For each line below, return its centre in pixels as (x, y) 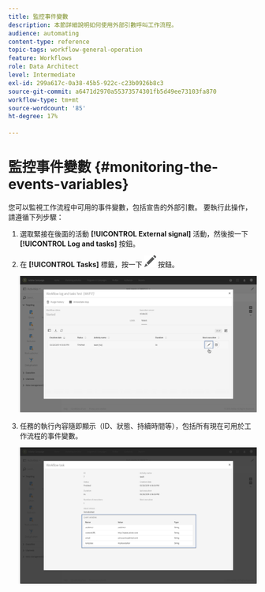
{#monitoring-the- (156, 168)
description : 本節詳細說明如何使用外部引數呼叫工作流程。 (93, 25)
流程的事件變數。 (54, 436)
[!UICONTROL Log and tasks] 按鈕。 (80, 244)
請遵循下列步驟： (36, 217)
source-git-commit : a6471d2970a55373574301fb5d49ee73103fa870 (112, 91)
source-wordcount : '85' (47, 108)
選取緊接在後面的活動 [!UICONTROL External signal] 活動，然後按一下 (134, 233)
